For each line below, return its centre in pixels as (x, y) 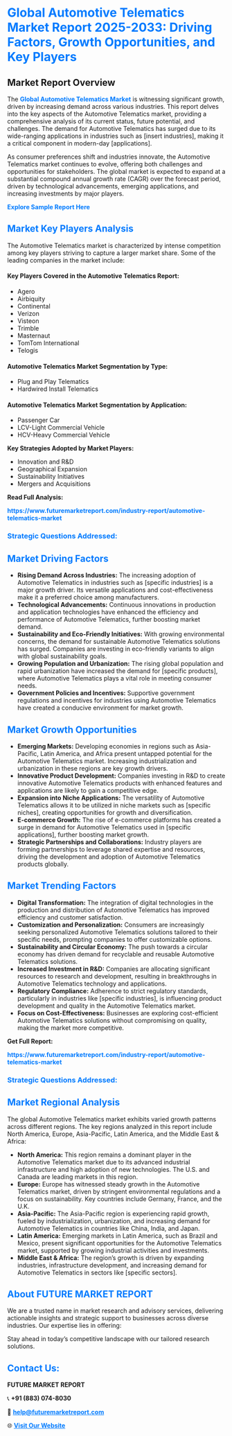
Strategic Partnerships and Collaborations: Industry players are (109, 842)
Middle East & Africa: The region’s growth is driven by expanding (110, 1258)
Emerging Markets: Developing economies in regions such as (106, 746)
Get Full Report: (30, 1041)
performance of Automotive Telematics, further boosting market (109, 620)
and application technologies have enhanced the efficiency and (108, 612)
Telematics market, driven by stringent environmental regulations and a (119, 1191)
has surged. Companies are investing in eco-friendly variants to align (116, 649)
